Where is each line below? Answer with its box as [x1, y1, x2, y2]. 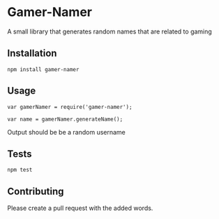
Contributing [7, 186, 64, 197]
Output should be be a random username [7, 128, 126, 136]
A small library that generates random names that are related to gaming [7, 27, 213, 36]
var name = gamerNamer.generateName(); [7, 116, 123, 123]
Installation [7, 47, 57, 59]
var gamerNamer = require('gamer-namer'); [7, 103, 133, 110]
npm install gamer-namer [7, 66, 80, 73]
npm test [7, 167, 33, 174]
